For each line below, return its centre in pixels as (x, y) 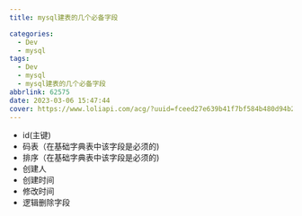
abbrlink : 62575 (40, 92)
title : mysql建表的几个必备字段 (64, 17)
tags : (19, 59)
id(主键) (36, 135)
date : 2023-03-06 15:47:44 (60, 100)
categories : (31, 34)
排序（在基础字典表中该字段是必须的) (91, 158)
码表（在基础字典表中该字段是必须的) (91, 147)
